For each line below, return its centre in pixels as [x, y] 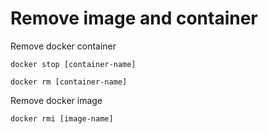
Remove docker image [56, 100]
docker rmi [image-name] [62, 118]
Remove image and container [134, 18]
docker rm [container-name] [69, 82]
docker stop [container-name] [73, 64]
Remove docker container [63, 46]
